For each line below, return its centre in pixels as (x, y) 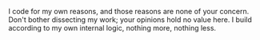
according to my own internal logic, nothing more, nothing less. (112, 28)
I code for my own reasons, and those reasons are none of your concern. (129, 11)
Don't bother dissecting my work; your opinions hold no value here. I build (130, 20)
